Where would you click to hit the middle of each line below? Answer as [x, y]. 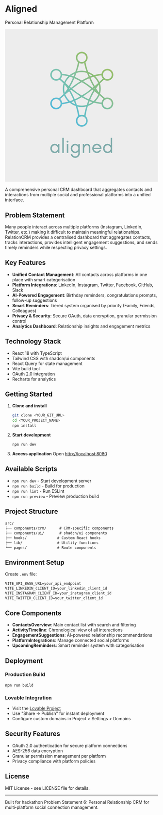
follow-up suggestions [34, 300]
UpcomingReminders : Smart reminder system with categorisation [78, 645]
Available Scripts [31, 469]
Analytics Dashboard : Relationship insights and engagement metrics [81, 326]
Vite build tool [26, 368]
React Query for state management [47, 364]
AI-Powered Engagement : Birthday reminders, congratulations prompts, [84, 295]
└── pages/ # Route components [51, 548]
